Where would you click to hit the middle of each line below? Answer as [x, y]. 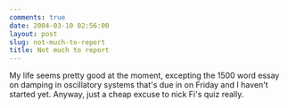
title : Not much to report [59, 50]
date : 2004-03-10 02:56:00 [59, 26]
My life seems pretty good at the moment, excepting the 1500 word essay [144, 75]
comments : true [37, 17]
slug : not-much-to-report [57, 42]
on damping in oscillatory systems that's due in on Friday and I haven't [139, 85]
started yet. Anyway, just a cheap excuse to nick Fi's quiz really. [127, 95]
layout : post [33, 34]
